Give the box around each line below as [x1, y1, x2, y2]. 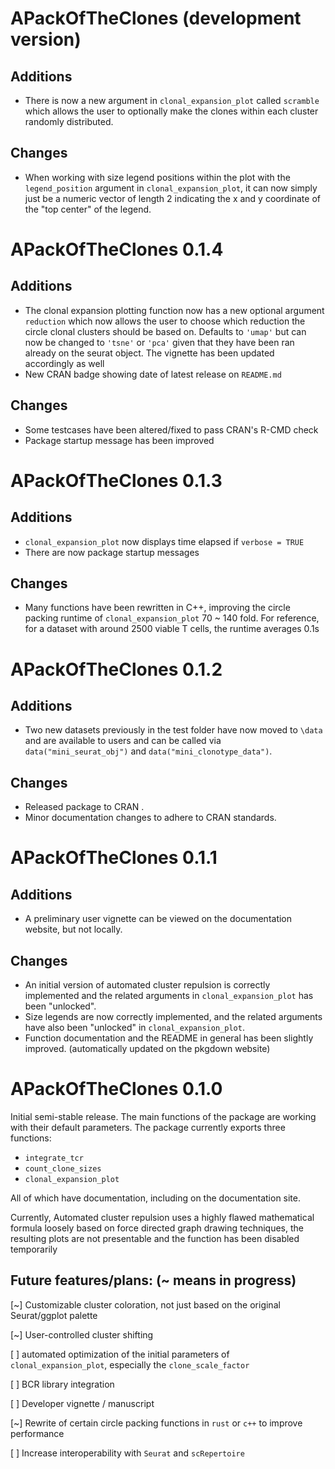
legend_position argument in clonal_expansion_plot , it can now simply [24, 182, 318, 194]
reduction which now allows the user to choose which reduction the [24, 315, 306, 327]
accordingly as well [24, 357, 105, 369]
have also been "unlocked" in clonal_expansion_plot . [24, 1022, 245, 1034]
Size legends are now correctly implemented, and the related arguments [24, 1011, 323, 1023]
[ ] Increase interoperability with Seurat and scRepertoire [10, 1447, 245, 1459]
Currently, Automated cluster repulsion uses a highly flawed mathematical [10, 1212, 315, 1223]
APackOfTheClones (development [10, 7, 302, 30]
